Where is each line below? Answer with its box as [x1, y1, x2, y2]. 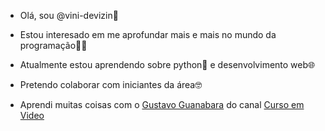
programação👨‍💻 [19, 40, 88, 51]
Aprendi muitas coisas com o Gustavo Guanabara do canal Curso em [19, 99, 305, 110]
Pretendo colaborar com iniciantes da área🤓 [19, 79, 203, 90]
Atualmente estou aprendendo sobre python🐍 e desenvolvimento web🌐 [19, 59, 316, 70]
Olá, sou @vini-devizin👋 [19, 10, 119, 21]
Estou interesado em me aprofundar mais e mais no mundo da [19, 29, 277, 40]
